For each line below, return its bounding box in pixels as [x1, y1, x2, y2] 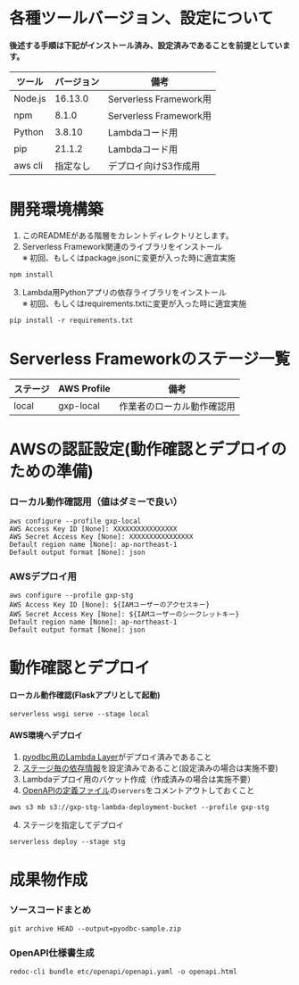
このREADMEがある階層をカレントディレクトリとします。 [21, 230, 234, 241]
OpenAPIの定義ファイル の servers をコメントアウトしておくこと [21, 784, 255, 795]
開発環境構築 [9, 199, 104, 219]
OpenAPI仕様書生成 [9, 947, 96, 959]
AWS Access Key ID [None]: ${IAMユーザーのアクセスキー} [9, 600, 211, 609]
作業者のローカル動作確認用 [119, 401, 236, 413]
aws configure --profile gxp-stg [9, 591, 134, 600]
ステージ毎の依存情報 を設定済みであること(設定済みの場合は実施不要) [21, 762, 278, 773]
